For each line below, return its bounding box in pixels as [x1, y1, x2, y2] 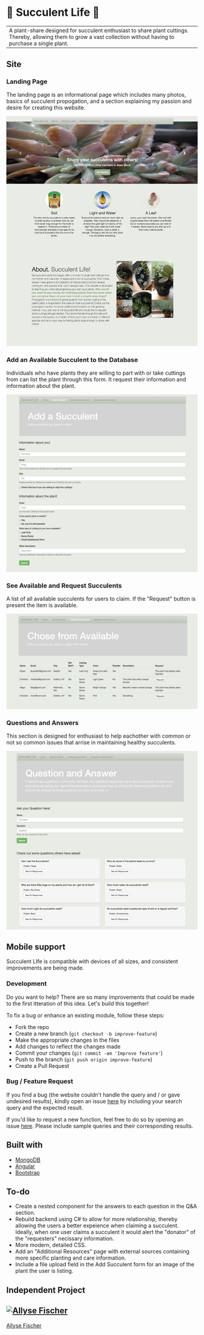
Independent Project [6, 1285, 86, 1295]
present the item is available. [6, 602, 78, 609]
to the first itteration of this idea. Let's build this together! [6, 1000, 149, 1007]
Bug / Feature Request [6, 1077, 73, 1086]
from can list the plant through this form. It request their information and [6, 376, 186, 383]
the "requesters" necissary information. [15, 1235, 114, 1243]
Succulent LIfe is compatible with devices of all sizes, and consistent [6, 958, 178, 965]
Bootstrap [15, 1169, 40, 1176]
